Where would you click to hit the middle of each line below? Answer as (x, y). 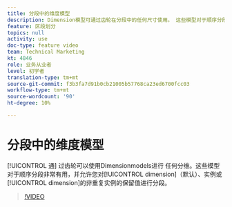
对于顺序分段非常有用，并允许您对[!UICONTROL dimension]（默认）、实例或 (115, 174)
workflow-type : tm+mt (38, 90)
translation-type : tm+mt (43, 77)
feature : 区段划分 (32, 26)
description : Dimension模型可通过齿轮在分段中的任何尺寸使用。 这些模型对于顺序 (112, 20)
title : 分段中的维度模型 (39, 13)
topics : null (26, 33)
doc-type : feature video (43, 45)
